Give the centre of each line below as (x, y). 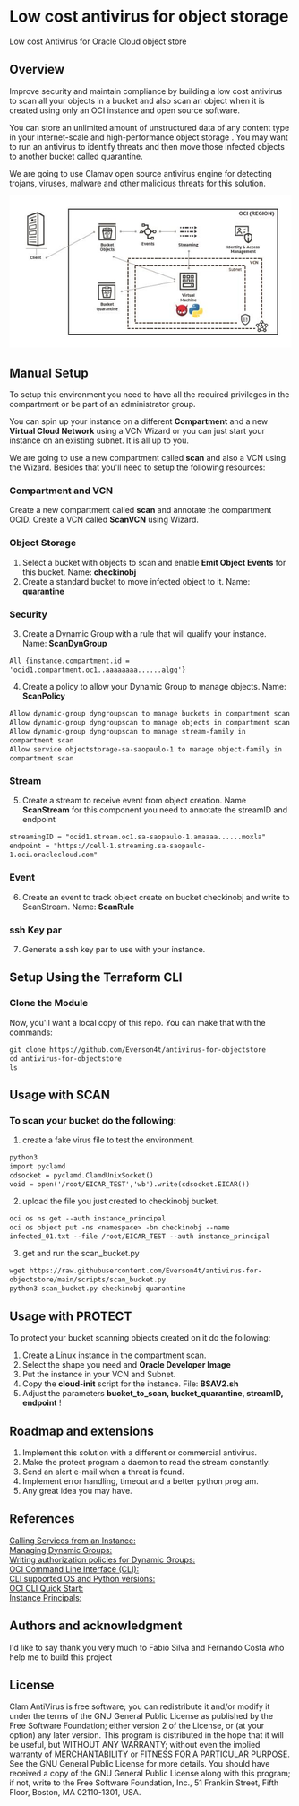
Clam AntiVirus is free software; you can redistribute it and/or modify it (140, 1706)
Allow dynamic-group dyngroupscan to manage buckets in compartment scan (150, 714)
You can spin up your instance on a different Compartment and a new (139, 421)
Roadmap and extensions (81, 1431)
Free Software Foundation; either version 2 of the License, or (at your (137, 1726)
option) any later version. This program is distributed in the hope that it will (146, 1735)
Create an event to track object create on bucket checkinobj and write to (156, 897)
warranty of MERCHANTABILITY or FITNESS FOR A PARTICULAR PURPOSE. (150, 1754)
